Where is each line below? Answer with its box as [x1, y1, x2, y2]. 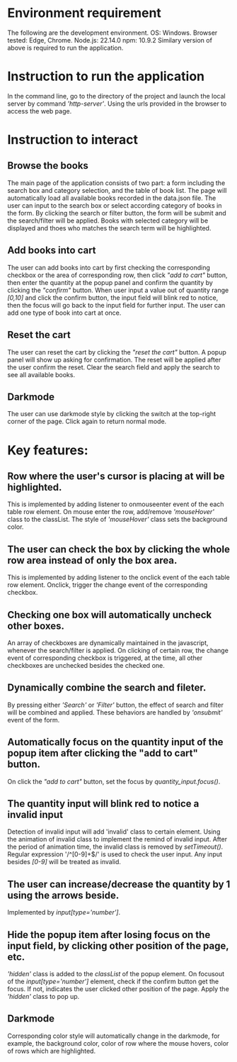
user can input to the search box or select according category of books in [7, 201, 222, 210]
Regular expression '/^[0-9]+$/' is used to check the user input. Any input [7, 850, 223, 859]
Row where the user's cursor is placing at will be [7, 470, 225, 482]
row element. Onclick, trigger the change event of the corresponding [7, 581, 208, 589]
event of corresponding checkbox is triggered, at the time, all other [7, 654, 203, 662]
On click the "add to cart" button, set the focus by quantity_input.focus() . [7, 777, 221, 786]
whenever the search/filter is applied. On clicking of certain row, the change [7, 646, 229, 654]
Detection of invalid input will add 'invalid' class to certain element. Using [7, 827, 221, 836]
